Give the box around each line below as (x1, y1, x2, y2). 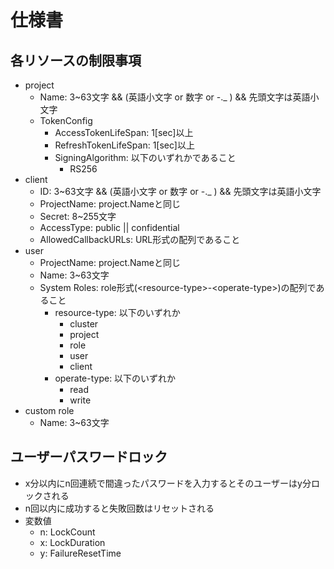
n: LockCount (39, 526, 96, 538)
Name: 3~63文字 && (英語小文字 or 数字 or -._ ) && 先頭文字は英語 (39, 91, 311, 103)
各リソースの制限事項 (10, 52, 142, 69)
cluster (69, 318, 99, 330)
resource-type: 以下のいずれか (54, 307, 181, 318)
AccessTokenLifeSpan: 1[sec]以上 (54, 127, 194, 138)
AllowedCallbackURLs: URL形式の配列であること (39, 234, 241, 245)
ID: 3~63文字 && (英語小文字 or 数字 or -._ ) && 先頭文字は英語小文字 (39, 186, 322, 197)
